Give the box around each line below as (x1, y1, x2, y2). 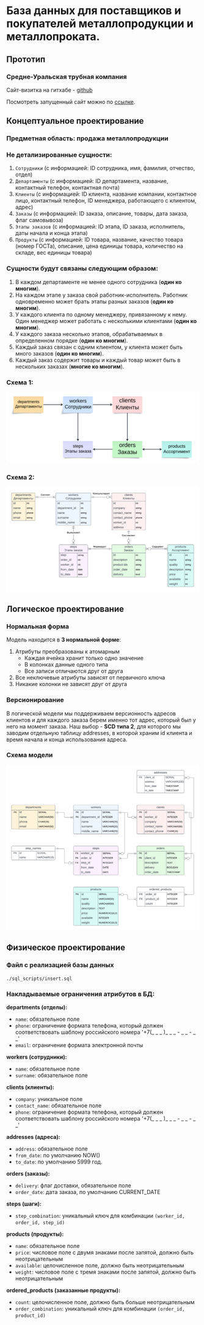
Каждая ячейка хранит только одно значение (24, 654, 144, 662)
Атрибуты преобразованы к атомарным (15, 648, 120, 655)
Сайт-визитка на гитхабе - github (6, 86, 93, 94)
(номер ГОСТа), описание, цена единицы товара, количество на (15, 242, 183, 250)
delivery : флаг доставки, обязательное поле (15, 1182, 131, 1189)
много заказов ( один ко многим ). (15, 349, 104, 357)
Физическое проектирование (6, 942, 125, 952)
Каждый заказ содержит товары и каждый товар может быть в (15, 356, 181, 364)
